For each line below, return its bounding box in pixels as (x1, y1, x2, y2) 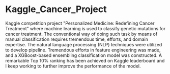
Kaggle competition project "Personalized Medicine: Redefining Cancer (5, 20, 155, 26)
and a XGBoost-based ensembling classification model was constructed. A (5, 52, 162, 58)
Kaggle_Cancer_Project (5, 4, 107, 15)
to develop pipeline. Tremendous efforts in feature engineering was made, (5, 47, 161, 53)
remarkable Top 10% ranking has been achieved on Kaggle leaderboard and (5, 57, 165, 63)
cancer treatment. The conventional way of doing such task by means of (5, 31, 158, 37)
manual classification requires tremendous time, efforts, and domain (5, 36, 149, 42)
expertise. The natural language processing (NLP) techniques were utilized (5, 41, 162, 47)
